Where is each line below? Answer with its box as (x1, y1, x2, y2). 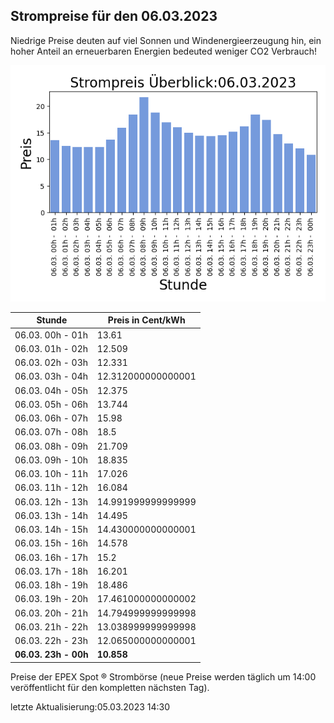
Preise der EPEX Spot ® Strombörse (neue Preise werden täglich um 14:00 (10, 670, 317, 683)
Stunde (36, 314, 68, 326)
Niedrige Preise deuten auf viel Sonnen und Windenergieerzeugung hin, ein (10, 34, 322, 46)
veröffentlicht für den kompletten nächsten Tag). (10, 681, 210, 693)
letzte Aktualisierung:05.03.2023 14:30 (10, 700, 171, 713)
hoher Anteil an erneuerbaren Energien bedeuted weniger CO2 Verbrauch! (10, 45, 318, 57)
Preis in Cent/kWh (107, 314, 186, 326)
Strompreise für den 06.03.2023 (10, 8, 218, 25)
